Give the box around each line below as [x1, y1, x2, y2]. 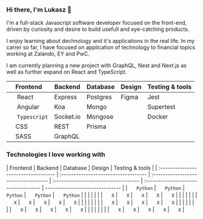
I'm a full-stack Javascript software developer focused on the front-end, [6, 19, 187, 27]
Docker [147, 113, 168, 121]
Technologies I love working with [6, 151, 105, 159]
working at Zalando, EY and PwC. [6, 50, 90, 57]
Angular [17, 103, 39, 111]
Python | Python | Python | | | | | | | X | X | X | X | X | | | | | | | [6, 191, 198, 198]
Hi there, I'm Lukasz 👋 [6, 5, 72, 14]
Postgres [86, 93, 112, 102]
